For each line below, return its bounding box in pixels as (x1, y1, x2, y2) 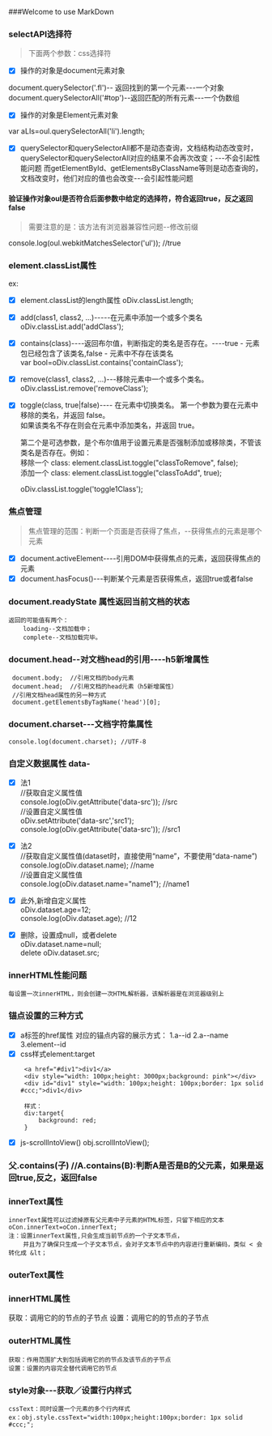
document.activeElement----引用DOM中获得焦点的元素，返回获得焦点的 (19, 553, 261, 563)
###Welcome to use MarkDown (8, 7, 115, 16)
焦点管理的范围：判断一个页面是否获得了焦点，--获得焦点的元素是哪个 (28, 526, 262, 535)
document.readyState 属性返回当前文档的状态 (8, 595, 190, 607)
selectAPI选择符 (8, 28, 73, 40)
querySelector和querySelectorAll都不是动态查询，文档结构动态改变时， (19, 143, 258, 153)
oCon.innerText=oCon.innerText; (8, 1223, 117, 1232)
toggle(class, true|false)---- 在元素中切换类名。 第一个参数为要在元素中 (19, 400, 259, 410)
